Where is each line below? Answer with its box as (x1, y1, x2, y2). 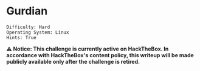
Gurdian (6, 4, 48, 18)
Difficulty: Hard (6, 24, 50, 30)
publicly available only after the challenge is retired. (6, 58, 140, 65)
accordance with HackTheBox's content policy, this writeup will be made (6, 51, 195, 58)
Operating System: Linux (6, 29, 69, 35)
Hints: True (6, 34, 36, 40)
